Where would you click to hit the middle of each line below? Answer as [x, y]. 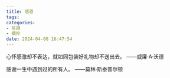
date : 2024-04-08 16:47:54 [39, 39]
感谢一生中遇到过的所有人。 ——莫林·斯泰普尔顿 [64, 69]
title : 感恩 [20, 12]
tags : [13, 17]
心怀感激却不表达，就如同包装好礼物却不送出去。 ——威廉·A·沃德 [85, 56]
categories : [21, 22]
